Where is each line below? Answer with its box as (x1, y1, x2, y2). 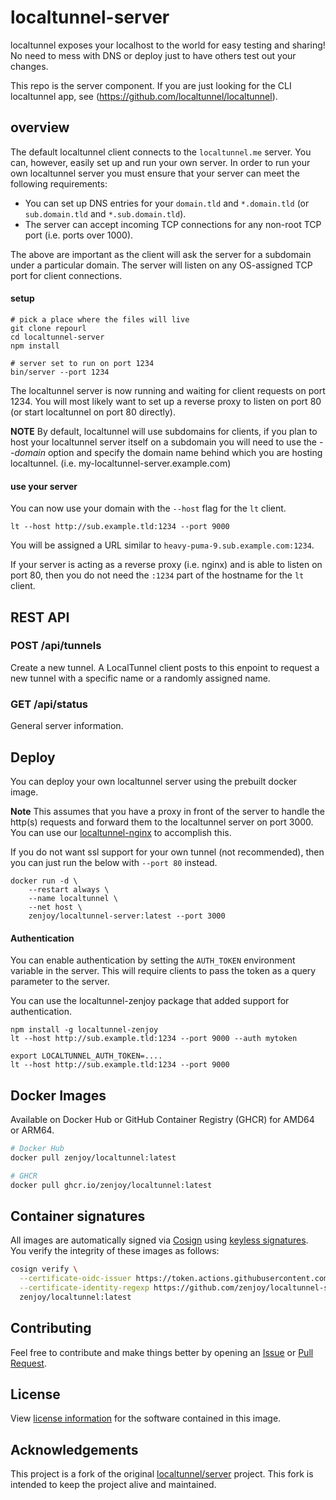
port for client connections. (10, 269, 123, 281)
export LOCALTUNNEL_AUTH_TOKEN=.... (10, 1051, 163, 1061)
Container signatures (10, 1207, 146, 1225)
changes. (10, 60, 49, 72)
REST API (10, 609, 70, 626)
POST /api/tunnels (10, 639, 102, 653)
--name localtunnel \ (28, 893, 118, 903)
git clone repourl (10, 323, 87, 333)
